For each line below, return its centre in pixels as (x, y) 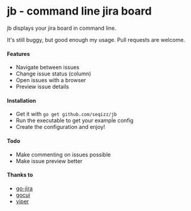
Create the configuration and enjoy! (60, 127)
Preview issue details (42, 87)
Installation (21, 100)
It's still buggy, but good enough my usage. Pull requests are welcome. (96, 40)
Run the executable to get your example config (74, 120)
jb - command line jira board (79, 11)
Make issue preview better (49, 161)
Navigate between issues (48, 67)
